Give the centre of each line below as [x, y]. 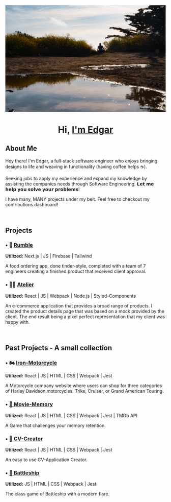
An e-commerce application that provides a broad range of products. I [79, 305]
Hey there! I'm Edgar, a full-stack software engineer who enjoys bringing [81, 161]
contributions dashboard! [32, 204]
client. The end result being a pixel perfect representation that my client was [85, 317]
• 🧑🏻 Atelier [20, 284]
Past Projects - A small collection [59, 348]
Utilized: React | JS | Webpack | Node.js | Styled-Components [71, 296]
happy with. [18, 322]
